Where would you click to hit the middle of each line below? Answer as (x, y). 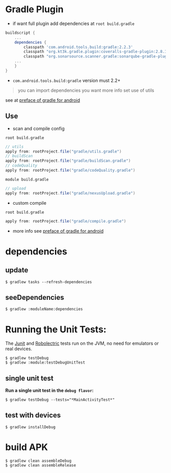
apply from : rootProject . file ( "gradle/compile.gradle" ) (66, 221)
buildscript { (20, 33)
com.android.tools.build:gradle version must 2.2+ (66, 80)
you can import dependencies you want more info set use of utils (86, 90)
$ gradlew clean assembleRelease (41, 465)
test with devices (33, 415)
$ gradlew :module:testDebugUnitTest (45, 363)
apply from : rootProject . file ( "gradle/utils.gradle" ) (64, 151)
